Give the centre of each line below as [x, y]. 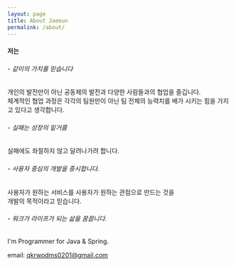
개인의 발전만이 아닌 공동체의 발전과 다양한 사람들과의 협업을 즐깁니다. [104, 92]
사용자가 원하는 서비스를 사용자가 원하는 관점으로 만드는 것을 [91, 192]
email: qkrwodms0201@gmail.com [58, 255]
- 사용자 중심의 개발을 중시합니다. [53, 168]
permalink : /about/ [36, 27]
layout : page [27, 14]
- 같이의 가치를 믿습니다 [40, 68]
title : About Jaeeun [38, 21]
